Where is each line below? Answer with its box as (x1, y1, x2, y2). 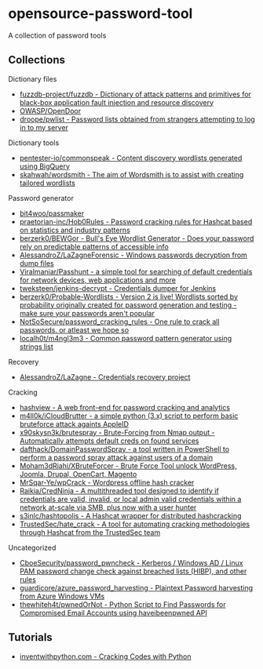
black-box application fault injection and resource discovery (19, 97, 214, 107)
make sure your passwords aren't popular (19, 308, 155, 318)
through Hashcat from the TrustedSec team (19, 527, 161, 537)
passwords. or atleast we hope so (19, 325, 130, 334)
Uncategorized (8, 543, 57, 552)
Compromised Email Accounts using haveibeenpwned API (19, 608, 208, 617)
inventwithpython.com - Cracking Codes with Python (19, 652, 192, 661)
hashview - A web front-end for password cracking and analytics (19, 402, 230, 412)
